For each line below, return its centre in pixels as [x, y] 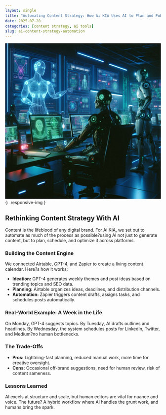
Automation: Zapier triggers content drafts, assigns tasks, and [76, 294]
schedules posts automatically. [44, 300]
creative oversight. [31, 363]
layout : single [21, 10]
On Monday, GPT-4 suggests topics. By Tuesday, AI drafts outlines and [77, 323]
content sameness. [32, 373]
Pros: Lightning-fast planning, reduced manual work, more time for [81, 357]
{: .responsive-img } [25, 203]
